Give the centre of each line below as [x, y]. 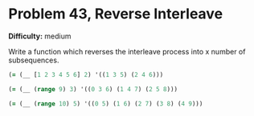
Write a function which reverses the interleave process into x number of [127, 51]
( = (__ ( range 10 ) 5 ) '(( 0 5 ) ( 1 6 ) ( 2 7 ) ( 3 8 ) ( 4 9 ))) [106, 104]
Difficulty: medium [40, 36]
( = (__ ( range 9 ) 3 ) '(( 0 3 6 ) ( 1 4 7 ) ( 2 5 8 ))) [93, 89]
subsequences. [34, 60]
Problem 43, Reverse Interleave [116, 14]
